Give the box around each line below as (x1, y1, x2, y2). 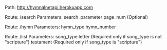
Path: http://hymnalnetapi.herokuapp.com (5, 5, 93, 10)
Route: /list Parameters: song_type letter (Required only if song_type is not (5, 34, 162, 39)
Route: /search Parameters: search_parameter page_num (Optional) (5, 14, 149, 20)
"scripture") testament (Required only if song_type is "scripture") (5, 39, 142, 45)
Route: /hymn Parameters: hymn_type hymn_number (5, 24, 116, 30)
